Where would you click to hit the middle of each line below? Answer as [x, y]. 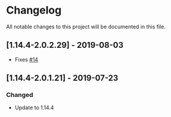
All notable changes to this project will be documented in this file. [86, 27]
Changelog [34, 10]
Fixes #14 [26, 59]
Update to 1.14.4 [34, 108]
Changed [20, 95]
